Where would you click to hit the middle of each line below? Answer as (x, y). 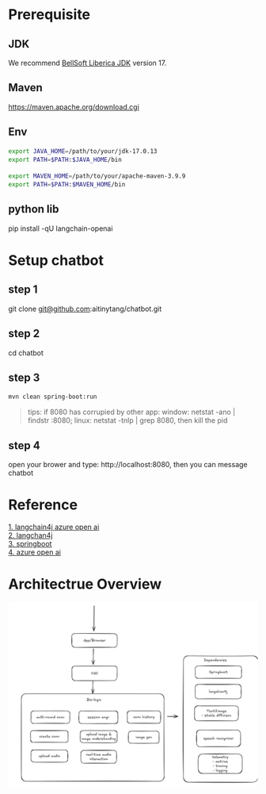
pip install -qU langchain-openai (61, 228)
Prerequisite (49, 15)
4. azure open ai (35, 552)
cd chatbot (26, 353)
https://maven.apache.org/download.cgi (74, 107)
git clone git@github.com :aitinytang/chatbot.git (85, 309)
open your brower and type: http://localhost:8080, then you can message (128, 465)
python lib (34, 209)
